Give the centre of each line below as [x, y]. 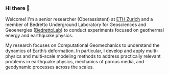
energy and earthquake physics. [39, 36]
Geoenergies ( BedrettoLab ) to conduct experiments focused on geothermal [85, 30]
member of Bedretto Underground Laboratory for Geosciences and [76, 24]
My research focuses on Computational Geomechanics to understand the [82, 45]
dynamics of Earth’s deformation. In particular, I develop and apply [75, 51]
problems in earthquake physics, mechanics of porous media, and [75, 62]
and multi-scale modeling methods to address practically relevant [92, 56]
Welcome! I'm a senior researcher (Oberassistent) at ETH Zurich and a [79, 19]
